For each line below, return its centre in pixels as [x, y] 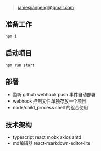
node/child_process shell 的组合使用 [50, 108]
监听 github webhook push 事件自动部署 [54, 95]
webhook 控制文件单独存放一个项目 [49, 101]
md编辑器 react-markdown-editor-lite [52, 143]
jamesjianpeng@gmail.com [46, 7]
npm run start [20, 65]
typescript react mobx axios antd [47, 137]
